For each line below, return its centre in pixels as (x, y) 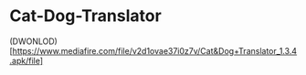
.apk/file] (26, 60)
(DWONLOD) (33, 41)
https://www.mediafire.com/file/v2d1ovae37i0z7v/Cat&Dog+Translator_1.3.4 (155, 50)
